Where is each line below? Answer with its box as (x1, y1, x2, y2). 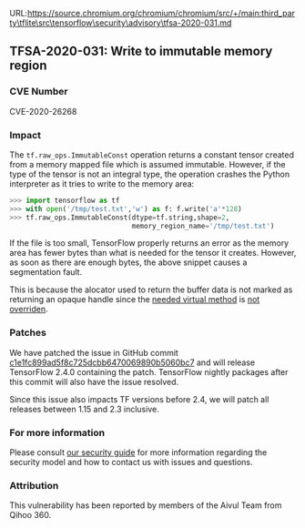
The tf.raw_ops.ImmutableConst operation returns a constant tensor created (9, 149, 294, 160)
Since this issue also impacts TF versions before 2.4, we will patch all (9, 393, 269, 404)
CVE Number (9, 86, 68, 98)
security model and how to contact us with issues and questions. (9, 457, 253, 468)
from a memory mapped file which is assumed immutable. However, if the (9, 158, 287, 169)
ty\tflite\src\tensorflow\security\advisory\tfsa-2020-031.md (9, 17, 232, 28)
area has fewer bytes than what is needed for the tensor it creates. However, (9, 248, 297, 259)
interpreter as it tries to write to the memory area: (9, 178, 195, 189)
